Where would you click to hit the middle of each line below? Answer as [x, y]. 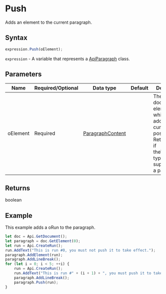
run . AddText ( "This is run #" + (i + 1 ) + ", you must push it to [83, 273]
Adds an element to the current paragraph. [49, 22]
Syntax [16, 38]
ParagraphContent [104, 133]
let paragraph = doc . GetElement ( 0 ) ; [43, 241]
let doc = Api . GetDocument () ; [36, 237]
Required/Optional [56, 88]
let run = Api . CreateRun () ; [34, 246]
